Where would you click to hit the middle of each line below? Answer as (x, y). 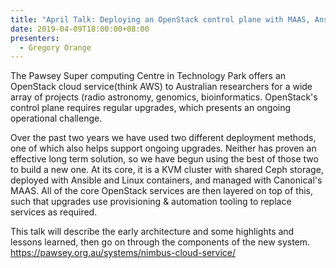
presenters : (35, 38)
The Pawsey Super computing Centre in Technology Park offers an (148, 76)
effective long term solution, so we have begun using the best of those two (164, 159)
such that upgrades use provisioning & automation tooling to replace (151, 202)
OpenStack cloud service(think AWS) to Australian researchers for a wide (161, 87)
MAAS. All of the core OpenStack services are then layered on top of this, (161, 191)
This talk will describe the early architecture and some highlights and (152, 232)
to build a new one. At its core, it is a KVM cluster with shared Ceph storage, (167, 170)
